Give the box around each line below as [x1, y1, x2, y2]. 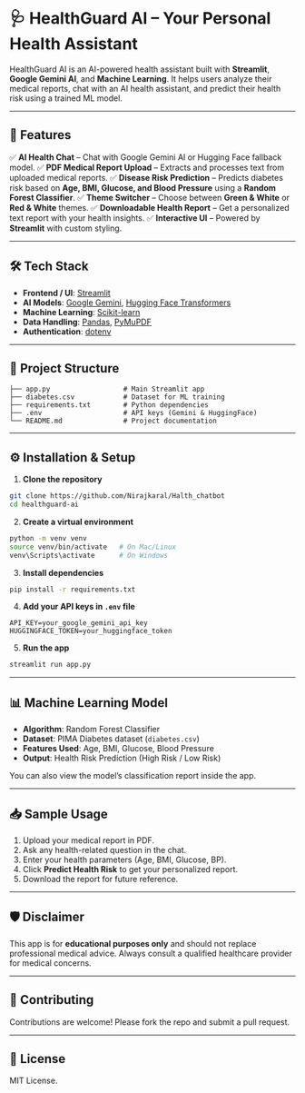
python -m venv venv [9, 533, 88, 542]
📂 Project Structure [9, 361, 120, 376]
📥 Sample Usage [9, 806, 109, 821]
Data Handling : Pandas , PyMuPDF [22, 316, 152, 327]
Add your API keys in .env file [22, 601, 136, 612]
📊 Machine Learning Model [9, 695, 168, 710]
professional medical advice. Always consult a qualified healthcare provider [9, 948, 292, 959]
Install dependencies [22, 567, 104, 578]
